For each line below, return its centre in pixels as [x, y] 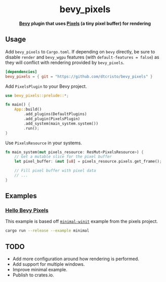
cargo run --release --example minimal [47, 231]
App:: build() [28, 109]
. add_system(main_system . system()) [61, 123]
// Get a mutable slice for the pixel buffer [63, 157]
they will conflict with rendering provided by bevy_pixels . [65, 62]
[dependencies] [21, 72]
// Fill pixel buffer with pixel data [55, 171]
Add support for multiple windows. [49, 264]
